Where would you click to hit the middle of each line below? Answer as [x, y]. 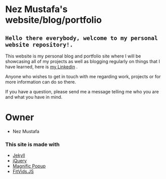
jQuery [19, 161]
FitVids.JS [23, 171]
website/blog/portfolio [53, 20]
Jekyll [19, 155]
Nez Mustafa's [37, 9]
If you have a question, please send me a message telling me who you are [82, 92]
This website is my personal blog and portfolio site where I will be [73, 56]
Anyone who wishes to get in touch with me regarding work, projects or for [83, 76]
